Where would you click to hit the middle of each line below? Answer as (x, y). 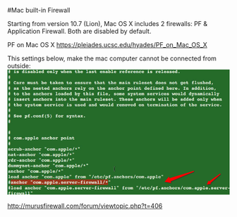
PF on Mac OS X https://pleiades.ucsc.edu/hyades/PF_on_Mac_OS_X (108, 45)
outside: (19, 66)
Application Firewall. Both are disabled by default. (79, 31)
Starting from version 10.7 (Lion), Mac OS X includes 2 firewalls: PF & (108, 24)
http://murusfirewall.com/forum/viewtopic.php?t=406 (85, 206)
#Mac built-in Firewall (39, 10)
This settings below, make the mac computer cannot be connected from (112, 58)
